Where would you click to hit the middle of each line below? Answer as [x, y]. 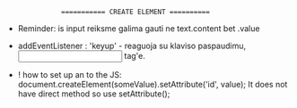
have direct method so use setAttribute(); [94, 94]
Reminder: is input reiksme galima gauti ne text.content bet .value [139, 29]
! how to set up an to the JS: [70, 75]
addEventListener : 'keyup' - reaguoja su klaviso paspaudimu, [132, 46]
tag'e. [135, 56]
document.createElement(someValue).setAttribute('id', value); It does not [153, 84]
